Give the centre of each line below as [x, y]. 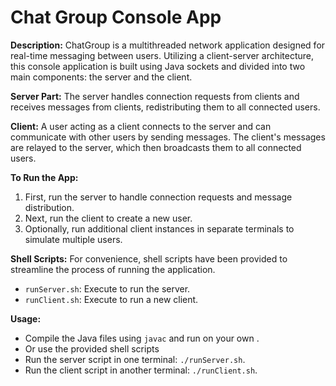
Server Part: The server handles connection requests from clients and [155, 96]
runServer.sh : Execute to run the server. [107, 288]
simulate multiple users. [73, 239]
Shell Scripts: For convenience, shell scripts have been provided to [149, 258]
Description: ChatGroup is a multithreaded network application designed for [168, 45]
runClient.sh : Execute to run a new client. [111, 299]
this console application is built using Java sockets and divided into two [158, 66]
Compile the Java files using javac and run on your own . [142, 338]
